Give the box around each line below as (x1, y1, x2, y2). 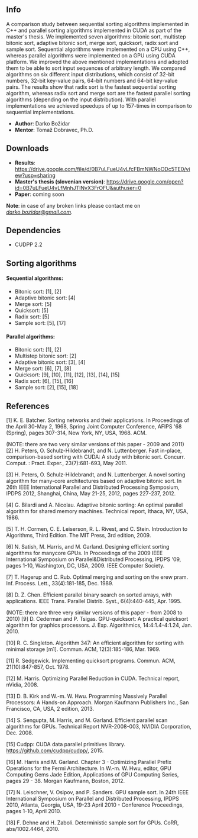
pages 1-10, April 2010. (6, 808, 61, 815)
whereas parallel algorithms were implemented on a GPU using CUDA (6, 51, 176, 59)
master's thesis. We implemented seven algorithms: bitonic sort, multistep (6, 33, 186, 40)
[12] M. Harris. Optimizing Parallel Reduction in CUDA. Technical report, (6, 675, 180, 682)
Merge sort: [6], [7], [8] (14, 365, 72, 372)
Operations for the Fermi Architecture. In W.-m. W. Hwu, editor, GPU (6, 765, 171, 772)
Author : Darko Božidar (14, 120, 70, 127)
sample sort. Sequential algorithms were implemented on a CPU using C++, (6, 46, 190, 53)
